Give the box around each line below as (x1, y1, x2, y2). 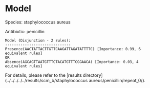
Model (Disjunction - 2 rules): (5, 38, 71, 43)
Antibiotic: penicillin (5, 28, 45, 34)
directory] (83, 72, 103, 78)
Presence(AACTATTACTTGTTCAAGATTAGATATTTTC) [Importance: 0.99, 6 (5, 46, 141, 51)
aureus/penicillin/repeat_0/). (88, 77, 146, 83)
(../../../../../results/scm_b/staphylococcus (5, 77, 88, 83)
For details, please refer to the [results (5, 72, 82, 78)
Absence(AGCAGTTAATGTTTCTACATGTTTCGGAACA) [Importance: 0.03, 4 (5, 59, 139, 64)
